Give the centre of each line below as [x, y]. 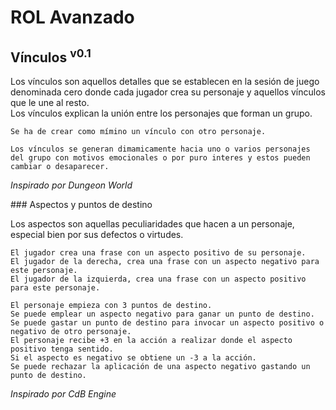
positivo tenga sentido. [62, 349]
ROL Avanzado [72, 17]
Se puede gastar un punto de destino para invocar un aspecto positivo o [167, 323]
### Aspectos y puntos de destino [81, 204]
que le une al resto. [50, 102]
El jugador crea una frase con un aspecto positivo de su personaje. [158, 253]
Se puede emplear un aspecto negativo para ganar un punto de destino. [162, 314]
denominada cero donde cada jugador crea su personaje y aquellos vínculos [168, 92]
